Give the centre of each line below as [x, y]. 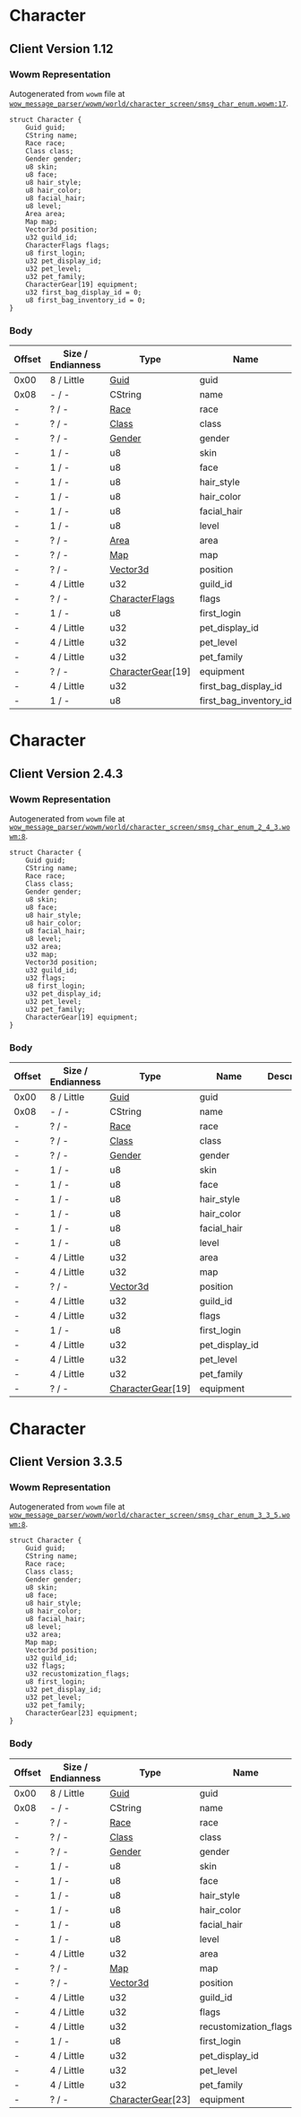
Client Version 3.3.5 [66, 1462]
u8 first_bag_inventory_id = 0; [86, 300]
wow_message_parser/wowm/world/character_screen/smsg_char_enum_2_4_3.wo [150, 828]
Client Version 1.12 [61, 49]
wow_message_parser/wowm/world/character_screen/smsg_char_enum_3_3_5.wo [150, 1516]
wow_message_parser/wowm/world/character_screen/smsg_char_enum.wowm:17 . [149, 103]
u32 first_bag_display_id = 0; [84, 292]
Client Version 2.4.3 [66, 774]
